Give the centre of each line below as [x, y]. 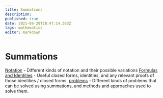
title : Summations [24, 10]
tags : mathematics [24, 28]
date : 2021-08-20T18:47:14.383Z [38, 23]
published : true [22, 19]
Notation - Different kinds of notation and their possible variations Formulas [81, 70]
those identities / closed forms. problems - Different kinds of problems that [81, 80]
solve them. [17, 91]
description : [18, 14]
